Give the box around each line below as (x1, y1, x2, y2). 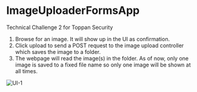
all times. (15, 67, 38, 74)
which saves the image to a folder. (15, 48, 101, 55)
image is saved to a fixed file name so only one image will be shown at (15, 61, 191, 68)
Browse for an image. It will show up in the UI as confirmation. (15, 35, 170, 42)
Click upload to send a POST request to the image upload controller (15, 42, 184, 49)
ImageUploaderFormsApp (6, 4, 140, 18)
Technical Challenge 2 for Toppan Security (6, 24, 113, 31)
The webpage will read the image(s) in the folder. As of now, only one (15, 54, 189, 62)
